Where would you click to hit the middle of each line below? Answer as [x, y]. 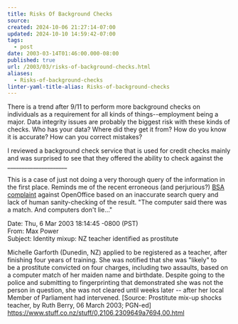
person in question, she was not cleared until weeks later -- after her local [115, 290]
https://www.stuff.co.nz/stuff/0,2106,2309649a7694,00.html [96, 313]
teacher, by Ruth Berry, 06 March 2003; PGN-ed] [79, 306]
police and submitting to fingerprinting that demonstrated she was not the [115, 283]
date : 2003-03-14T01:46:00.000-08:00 [63, 54]
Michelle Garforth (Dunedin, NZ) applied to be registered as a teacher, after [117, 252]
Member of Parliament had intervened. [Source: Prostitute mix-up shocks [115, 298]
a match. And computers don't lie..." [60, 210]
